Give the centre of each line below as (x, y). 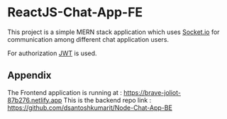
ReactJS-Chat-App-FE (75, 12)
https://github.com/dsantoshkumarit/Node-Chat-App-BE (90, 108)
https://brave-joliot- (152, 92)
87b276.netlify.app (35, 100)
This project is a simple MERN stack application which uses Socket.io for (113, 32)
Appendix (29, 75)
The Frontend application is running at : (65, 92)
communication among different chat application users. (88, 39)
